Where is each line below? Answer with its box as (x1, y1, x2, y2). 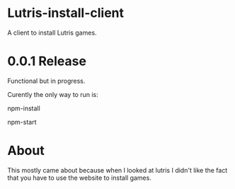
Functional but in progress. (7, 76, 86, 85)
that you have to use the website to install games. (7, 173, 152, 182)
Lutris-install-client (7, 5, 125, 21)
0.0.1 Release (7, 53, 87, 69)
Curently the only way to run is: (7, 90, 98, 98)
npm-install (7, 104, 40, 113)
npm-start (7, 118, 37, 126)
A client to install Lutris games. (7, 28, 97, 37)
